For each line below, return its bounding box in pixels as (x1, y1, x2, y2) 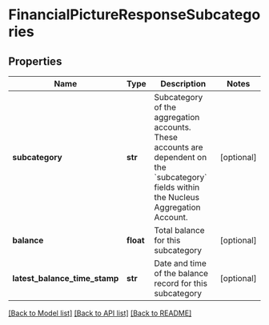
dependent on (154, 152, 207, 162)
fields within (154, 182, 200, 193)
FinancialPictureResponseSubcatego (8, 6, 261, 24)
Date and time (154, 258, 207, 269)
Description (159, 78, 207, 89)
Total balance (154, 225, 206, 235)
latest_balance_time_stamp (12, 273, 119, 283)
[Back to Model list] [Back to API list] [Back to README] (8, 308, 192, 318)
